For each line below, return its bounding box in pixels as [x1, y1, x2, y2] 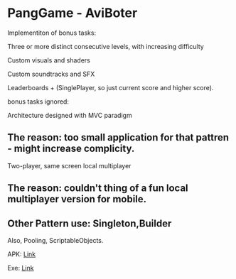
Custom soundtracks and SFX [7, 70, 95, 78]
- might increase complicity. [7, 143, 135, 155]
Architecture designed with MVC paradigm [7, 111, 133, 119]
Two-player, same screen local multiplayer [7, 161, 132, 170]
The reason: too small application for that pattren [7, 131, 230, 143]
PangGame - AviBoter [7, 5, 138, 21]
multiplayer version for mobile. [7, 193, 147, 205]
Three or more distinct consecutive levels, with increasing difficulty [7, 42, 204, 50]
